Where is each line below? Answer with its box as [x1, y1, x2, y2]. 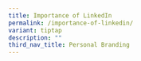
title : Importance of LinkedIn [8, 11, 112, 20]
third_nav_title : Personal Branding [8, 41, 130, 49]
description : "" [8, 33, 62, 42]
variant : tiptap [8, 26, 62, 34]
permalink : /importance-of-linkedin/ [8, 19, 134, 27]
